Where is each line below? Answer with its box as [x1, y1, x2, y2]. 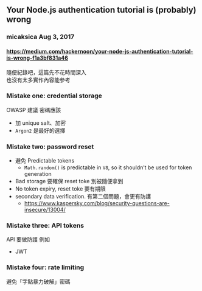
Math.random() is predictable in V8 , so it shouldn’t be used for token [24, 164, 192, 171]
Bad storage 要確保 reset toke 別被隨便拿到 [15, 178, 124, 185]
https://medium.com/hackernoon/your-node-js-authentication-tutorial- [6, 47, 193, 55]
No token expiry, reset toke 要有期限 [15, 185, 106, 192]
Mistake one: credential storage [6, 91, 102, 100]
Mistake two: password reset [6, 142, 94, 151]
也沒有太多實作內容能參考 [6, 76, 71, 83]
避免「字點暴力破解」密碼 [6, 278, 71, 285]
